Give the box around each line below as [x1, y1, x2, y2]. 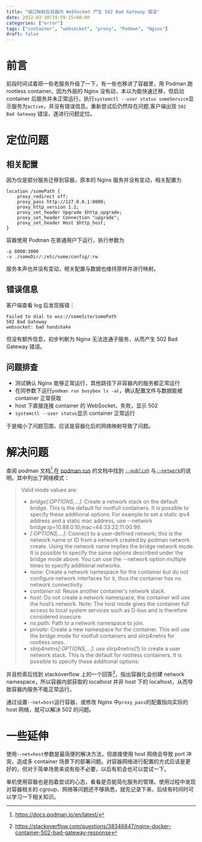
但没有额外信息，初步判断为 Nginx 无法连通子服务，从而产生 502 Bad [6, 335, 178, 342]
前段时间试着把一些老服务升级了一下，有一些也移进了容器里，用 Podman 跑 [6, 80, 194, 87]
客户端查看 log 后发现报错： [6, 302, 75, 309]
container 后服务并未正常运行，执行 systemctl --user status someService [6, 95, 189, 102]
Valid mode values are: [20, 486, 78, 494]
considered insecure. [29, 613, 83, 621]
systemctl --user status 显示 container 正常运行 [14, 409, 135, 416]
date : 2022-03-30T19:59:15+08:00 [6, 14, 90, 20]
